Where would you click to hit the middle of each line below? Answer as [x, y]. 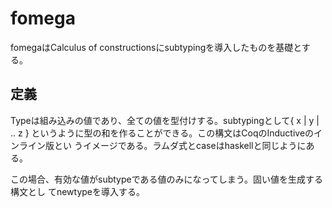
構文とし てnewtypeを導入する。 [78, 191]
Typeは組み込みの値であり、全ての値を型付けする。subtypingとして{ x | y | [165, 120]
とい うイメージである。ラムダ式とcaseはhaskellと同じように [180, 145]
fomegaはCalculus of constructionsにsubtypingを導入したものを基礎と [156, 47]
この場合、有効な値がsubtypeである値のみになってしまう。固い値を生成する [167, 179]
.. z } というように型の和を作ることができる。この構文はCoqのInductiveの [162, 133]
